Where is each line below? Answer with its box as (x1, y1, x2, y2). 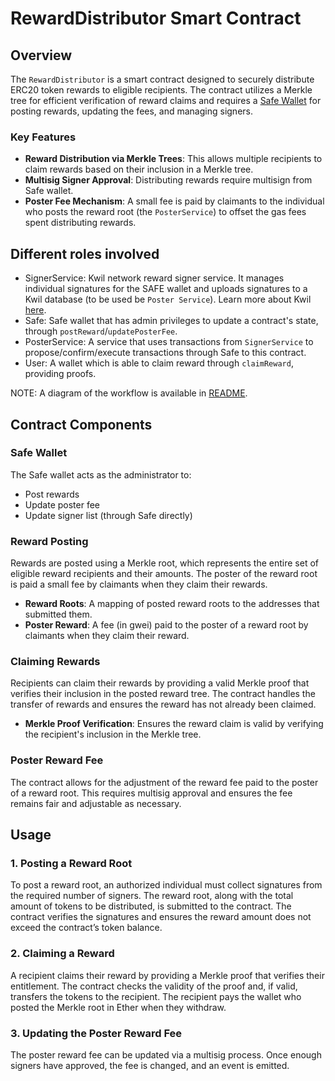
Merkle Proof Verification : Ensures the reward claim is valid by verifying (24, 718, 324, 730)
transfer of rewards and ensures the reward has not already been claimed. (10, 698, 317, 711)
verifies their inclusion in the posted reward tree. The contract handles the (10, 688, 316, 700)
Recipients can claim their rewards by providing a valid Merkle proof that (10, 677, 310, 689)
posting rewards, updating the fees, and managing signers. (10, 105, 253, 117)
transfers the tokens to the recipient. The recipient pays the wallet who (10, 990, 302, 1002)
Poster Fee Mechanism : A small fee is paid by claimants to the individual (24, 195, 325, 207)
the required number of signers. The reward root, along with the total (10, 890, 294, 902)
